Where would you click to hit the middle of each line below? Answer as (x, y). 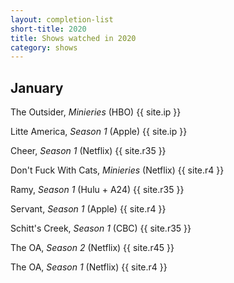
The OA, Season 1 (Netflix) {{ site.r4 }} (89, 267)
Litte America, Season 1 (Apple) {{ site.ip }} (99, 132)
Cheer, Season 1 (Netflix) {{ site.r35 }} (88, 151)
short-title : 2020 (48, 29)
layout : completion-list (62, 19)
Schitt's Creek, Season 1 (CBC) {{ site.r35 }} (101, 228)
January (37, 87)
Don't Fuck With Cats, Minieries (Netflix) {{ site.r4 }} (117, 170)
